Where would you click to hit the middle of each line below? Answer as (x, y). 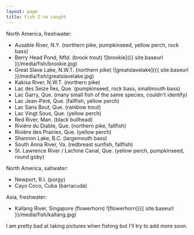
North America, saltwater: (37, 168)
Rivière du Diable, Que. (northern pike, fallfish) (70, 126)
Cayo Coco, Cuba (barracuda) (51, 185)
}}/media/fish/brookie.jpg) (46, 63)
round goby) (30, 157)
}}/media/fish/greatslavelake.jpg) (54, 76)
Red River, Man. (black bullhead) (53, 119)
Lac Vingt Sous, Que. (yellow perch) (58, 113)
